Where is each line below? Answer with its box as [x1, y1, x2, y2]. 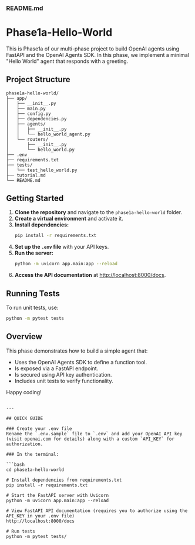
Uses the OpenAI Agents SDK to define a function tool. [14, 358, 147, 365]
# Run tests [6, 528, 35, 534]
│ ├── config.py [6, 110, 51, 117]
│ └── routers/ [6, 136, 49, 142]
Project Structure [6, 75, 70, 84]
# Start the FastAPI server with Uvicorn [6, 492, 109, 498]
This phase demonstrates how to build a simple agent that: [6, 347, 148, 354]
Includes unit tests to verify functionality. [14, 377, 113, 384]
